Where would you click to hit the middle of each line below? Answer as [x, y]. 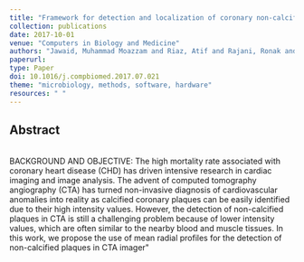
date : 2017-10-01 [42, 34]
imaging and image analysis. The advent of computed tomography [133, 181]
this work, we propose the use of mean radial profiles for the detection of [146, 238]
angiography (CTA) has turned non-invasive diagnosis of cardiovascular [143, 190]
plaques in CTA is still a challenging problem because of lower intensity [142, 219]
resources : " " [38, 93]
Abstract [35, 130]
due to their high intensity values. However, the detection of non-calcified [147, 210]
